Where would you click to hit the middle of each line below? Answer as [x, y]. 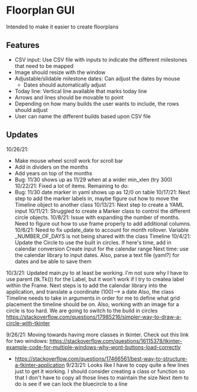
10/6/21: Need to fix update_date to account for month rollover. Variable [102, 230]
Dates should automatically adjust [65, 85]
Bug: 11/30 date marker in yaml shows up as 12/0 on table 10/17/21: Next [102, 192]
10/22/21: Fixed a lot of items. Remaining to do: [72, 186]
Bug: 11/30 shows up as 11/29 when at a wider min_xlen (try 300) [93, 179]
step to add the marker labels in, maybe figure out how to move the [96, 198]
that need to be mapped [44, 66]
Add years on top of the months [54, 173]
